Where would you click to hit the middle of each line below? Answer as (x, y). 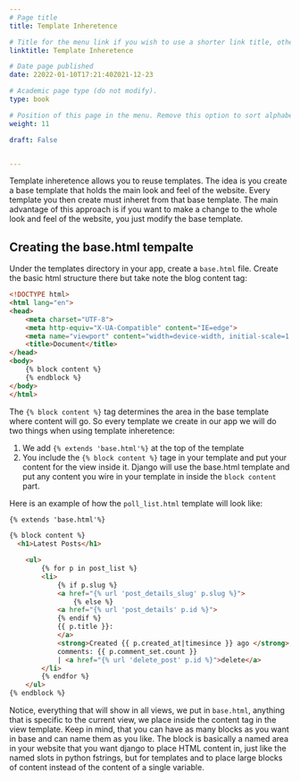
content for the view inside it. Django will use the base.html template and (156, 467)
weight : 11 (29, 123)
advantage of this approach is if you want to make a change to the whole (143, 209)
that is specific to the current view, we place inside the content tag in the (143, 720)
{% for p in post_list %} (90, 569)
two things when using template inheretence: (92, 430)
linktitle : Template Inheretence (71, 50)
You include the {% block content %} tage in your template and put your (154, 457)
